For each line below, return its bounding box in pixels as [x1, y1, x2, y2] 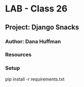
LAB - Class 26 [5, 3, 68, 14]
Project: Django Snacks [5, 23, 80, 31]
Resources [5, 51, 32, 58]
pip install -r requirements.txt [5, 76, 65, 82]
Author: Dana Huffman [5, 38, 61, 45]
